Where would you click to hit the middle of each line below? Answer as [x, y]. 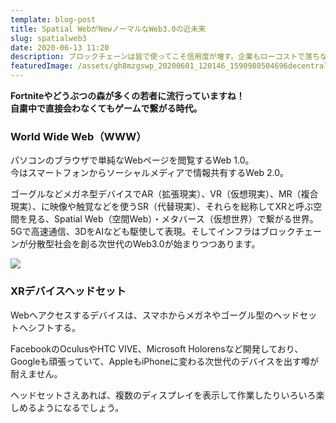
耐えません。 [36, 373]
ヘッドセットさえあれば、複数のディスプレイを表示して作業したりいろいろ [163, 395]
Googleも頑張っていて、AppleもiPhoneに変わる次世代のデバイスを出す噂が [164, 361]
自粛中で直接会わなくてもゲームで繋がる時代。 [106, 108]
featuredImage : [42, 66]
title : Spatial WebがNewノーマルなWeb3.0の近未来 [108, 29]
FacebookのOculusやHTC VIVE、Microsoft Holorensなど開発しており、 [157, 348]
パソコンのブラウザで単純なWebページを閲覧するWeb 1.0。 [132, 160]
